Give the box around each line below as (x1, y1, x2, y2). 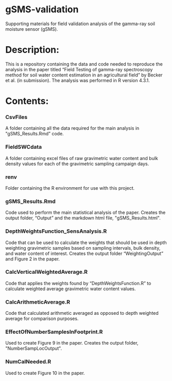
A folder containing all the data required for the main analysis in (5, 125, 140, 131)
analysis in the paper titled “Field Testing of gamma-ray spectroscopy (5, 66, 153, 72)
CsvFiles (5, 113, 28, 121)
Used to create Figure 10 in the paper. (5, 370, 85, 376)
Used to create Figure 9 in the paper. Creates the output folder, (5, 340, 139, 346)
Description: (5, 44, 60, 56)
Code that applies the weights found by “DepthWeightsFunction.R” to (5, 280, 151, 286)
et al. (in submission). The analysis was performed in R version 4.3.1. (5, 77, 150, 83)
